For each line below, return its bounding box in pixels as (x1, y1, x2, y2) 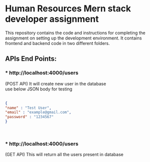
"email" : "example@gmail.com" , (5, 110, 71, 115)
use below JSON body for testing (5, 86, 73, 92)
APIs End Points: (5, 55, 57, 63)
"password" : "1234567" (5, 115, 54, 120)
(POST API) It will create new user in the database (5, 81, 107, 86)
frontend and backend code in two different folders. (5, 40, 110, 46)
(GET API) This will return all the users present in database (5, 152, 124, 158)
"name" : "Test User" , (5, 105, 52, 110)
